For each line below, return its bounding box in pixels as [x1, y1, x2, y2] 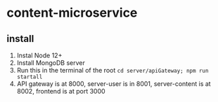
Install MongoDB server [16, 59, 86, 67]
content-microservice [6, 5, 138, 21]
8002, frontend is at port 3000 [16, 87, 106, 95]
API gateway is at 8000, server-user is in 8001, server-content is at [16, 80, 212, 88]
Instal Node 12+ [16, 51, 63, 59]
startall [16, 73, 43, 80]
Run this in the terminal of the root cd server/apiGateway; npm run [16, 66, 209, 74]
